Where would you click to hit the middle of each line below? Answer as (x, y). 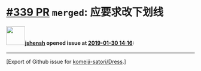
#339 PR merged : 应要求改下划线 (85, 12)
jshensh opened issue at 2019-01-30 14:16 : (80, 43)
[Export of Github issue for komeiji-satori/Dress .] (66, 62)
